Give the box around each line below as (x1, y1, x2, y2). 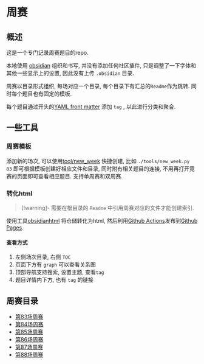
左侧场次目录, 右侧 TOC (15, 253, 71, 261)
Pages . (6, 223, 24, 231)
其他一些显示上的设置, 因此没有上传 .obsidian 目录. (6, 69, 135, 77)
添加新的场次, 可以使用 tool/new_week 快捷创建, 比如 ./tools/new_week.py (6, 157, 190, 164)
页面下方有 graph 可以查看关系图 (15, 261, 96, 268)
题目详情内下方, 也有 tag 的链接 (15, 276, 94, 284)
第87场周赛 (15, 343, 44, 351)
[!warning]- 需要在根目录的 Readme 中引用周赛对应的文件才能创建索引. (21, 204, 194, 211)
